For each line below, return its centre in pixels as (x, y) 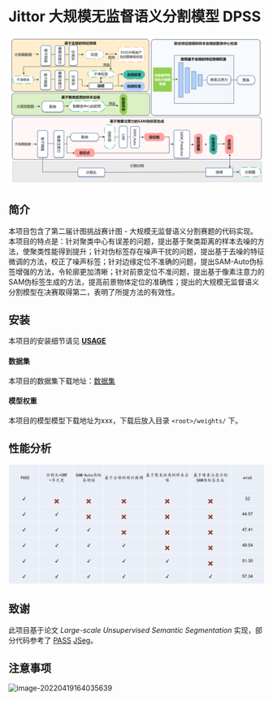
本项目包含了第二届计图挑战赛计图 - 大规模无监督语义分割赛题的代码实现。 (133, 231)
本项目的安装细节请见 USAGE (58, 341)
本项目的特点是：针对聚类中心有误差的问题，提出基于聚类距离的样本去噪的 (133, 241)
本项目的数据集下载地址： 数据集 (62, 381)
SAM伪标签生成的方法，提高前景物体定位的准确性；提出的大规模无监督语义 (134, 282)
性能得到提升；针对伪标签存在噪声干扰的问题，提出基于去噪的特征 (154, 251)
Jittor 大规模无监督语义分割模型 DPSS (135, 17)
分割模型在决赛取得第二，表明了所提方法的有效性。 (94, 292)
